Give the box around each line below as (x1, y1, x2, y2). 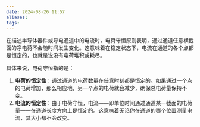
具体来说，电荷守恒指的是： (6, 64, 74, 72)
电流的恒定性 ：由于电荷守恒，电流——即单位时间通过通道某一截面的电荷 (14, 100, 192, 107)
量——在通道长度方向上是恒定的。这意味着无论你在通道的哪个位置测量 (14, 107, 187, 114)
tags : (6, 20, 20, 26)
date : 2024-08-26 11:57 (6, 8, 65, 15)
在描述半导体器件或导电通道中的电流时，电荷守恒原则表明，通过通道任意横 (6, 37, 189, 44)
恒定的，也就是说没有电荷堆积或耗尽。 (11, 52, 105, 59)
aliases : (6, 14, 28, 20)
